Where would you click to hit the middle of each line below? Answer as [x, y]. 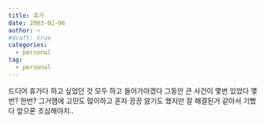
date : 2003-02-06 [37, 23]
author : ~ [25, 30]
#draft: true [30, 38]
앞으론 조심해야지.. [45, 110]
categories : [28, 45]
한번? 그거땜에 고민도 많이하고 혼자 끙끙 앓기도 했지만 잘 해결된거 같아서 [131, 101]
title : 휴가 [27, 15]
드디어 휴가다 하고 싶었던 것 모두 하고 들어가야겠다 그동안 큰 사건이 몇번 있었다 [129, 90]
